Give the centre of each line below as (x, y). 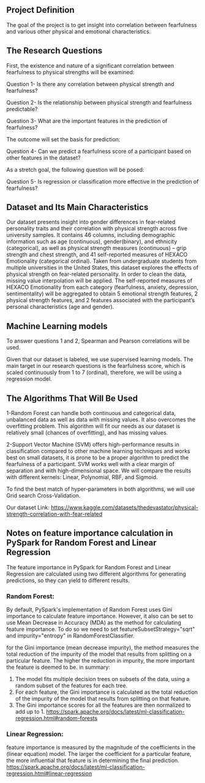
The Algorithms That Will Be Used (72, 398)
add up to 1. (30, 712)
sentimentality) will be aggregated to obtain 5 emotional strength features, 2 (102, 294)
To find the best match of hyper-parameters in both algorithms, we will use (101, 489)
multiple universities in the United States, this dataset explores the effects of (102, 268)
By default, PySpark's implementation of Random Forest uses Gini (89, 610)
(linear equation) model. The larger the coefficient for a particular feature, (99, 754)
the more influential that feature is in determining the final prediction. (93, 760)
